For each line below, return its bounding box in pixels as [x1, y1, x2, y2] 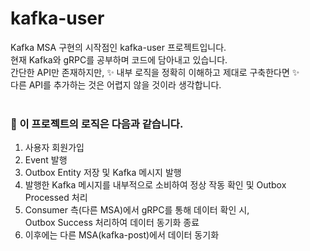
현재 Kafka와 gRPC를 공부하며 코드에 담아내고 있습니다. [10, 53, 228, 66]
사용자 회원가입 [24, 142, 85, 154]
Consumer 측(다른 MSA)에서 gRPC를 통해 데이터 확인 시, [24, 204, 250, 216]
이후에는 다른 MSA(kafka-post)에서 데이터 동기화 [24, 229, 220, 241]
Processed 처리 [24, 192, 88, 204]
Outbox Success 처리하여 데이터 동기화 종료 [24, 217, 200, 229]
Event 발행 [24, 154, 68, 166]
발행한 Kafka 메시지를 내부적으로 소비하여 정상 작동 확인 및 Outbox [24, 179, 287, 191]
